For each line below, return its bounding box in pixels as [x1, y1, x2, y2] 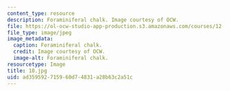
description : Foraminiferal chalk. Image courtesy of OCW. [7, 16, 179, 23]
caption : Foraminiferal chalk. [13, 42, 103, 49]
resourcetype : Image [7, 61, 66, 68]
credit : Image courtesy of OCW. [13, 49, 106, 55]
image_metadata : [7, 36, 53, 42]
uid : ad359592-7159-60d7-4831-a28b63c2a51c [7, 73, 133, 81]
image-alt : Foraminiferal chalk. [13, 55, 109, 62]
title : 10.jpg [7, 67, 48, 74]
